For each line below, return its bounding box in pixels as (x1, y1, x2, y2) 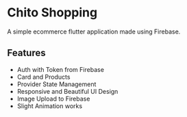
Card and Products (16, 73, 71, 81)
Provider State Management (16, 80, 97, 88)
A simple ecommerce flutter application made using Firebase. (7, 27, 181, 36)
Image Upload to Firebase (16, 94, 90, 103)
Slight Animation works (16, 101, 83, 110)
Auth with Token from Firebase (16, 65, 105, 73)
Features (7, 47, 46, 59)
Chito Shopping (7, 5, 98, 21)
